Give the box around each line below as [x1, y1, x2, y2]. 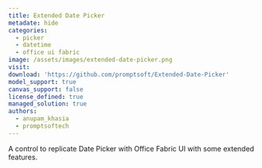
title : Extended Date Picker [8, 11, 105, 20]
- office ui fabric [15, 48, 80, 56]
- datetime [15, 41, 52, 49]
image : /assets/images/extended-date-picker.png [8, 56, 173, 64]
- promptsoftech [15, 122, 69, 130]
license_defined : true [8, 93, 84, 101]
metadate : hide [8, 19, 59, 27]
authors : [8, 108, 37, 116]
